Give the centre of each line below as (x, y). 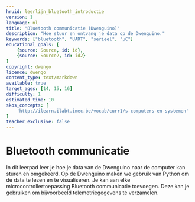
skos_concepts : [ (27, 105)
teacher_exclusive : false (38, 122)
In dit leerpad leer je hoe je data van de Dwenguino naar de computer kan (96, 168)
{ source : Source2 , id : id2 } (51, 56)
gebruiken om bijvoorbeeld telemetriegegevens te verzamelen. (82, 193)
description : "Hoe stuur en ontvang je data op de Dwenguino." (86, 34)
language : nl (22, 23)
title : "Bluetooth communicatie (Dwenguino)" (63, 28)
